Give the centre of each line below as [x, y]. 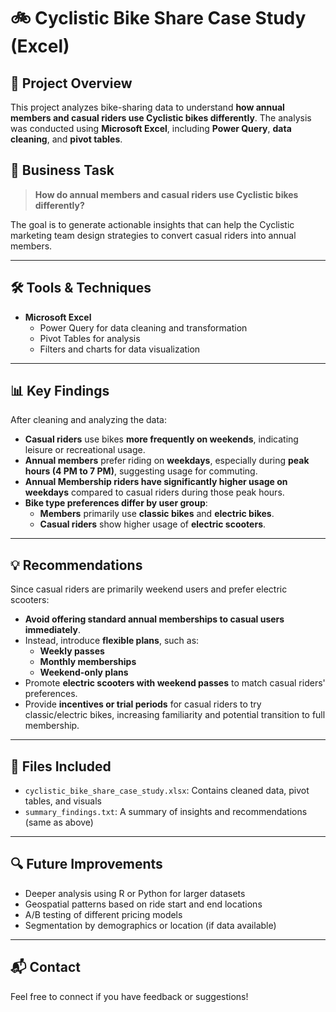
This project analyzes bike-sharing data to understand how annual [147, 107]
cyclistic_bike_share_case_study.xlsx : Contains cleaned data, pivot [167, 791]
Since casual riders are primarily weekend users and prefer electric [149, 589]
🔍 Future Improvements [86, 864]
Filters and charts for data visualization [120, 349]
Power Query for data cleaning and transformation [143, 327]
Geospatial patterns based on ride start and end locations [143, 904]
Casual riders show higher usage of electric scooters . [153, 524]
